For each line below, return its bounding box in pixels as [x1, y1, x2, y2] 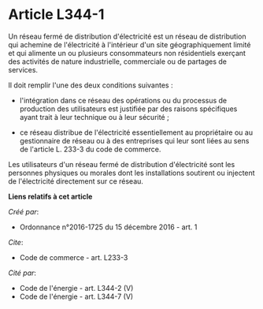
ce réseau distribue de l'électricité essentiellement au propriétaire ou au [19, 128, 254, 137]
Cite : [8, 237, 24, 247]
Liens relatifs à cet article [8, 192, 93, 201]
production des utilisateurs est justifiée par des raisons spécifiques [19, 104, 238, 114]
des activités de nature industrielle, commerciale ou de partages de [8, 57, 227, 66]
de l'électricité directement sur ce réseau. [8, 176, 144, 186]
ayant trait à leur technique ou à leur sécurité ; [19, 112, 169, 121]
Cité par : [8, 268, 37, 277]
